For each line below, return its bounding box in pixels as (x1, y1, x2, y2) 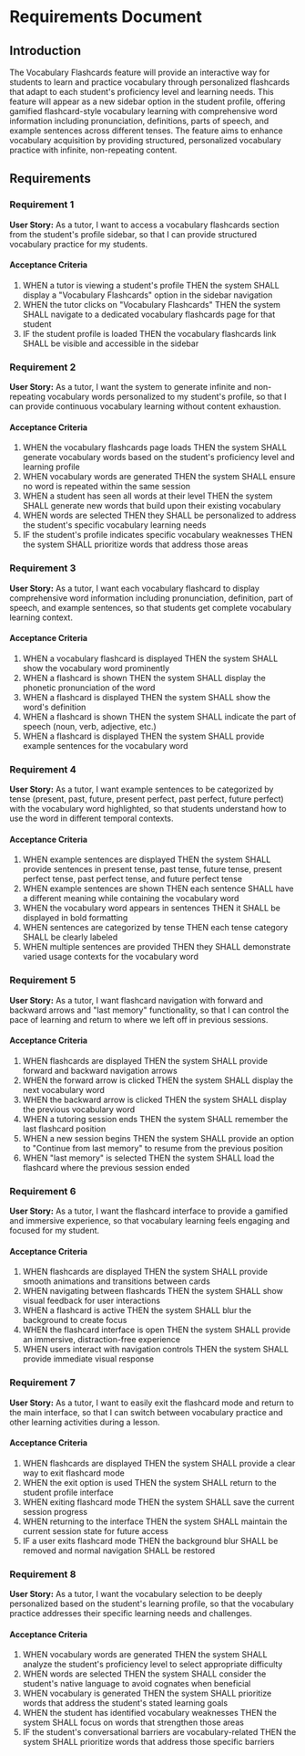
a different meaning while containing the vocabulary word (22, 893, 239, 904)
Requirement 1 (9, 198, 75, 211)
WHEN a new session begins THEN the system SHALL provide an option (22, 1132, 294, 1143)
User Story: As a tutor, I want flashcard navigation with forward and (9, 994, 264, 1005)
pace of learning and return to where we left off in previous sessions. (9, 1014, 269, 1025)
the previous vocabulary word (22, 1103, 136, 1115)
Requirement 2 (9, 361, 76, 373)
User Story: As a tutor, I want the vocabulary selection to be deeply (9, 1589, 263, 1600)
